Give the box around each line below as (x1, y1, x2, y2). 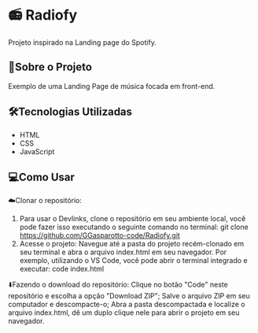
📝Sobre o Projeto (8, 61, 93, 74)
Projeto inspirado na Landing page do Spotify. (8, 37, 157, 47)
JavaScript (19, 146, 55, 156)
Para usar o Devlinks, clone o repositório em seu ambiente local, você (19, 214, 246, 224)
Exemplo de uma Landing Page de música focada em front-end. (8, 81, 216, 91)
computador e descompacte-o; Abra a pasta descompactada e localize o (8, 300, 245, 309)
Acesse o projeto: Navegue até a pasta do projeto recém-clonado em (19, 239, 245, 249)
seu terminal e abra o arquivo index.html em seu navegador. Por (19, 247, 227, 257)
